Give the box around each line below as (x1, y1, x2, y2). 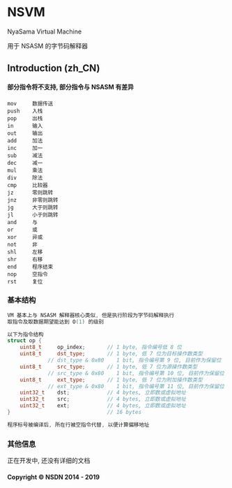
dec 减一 (7, 159, 43, 166)
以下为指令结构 (7, 331, 44, 338)
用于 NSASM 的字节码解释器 (7, 41, 88, 50)
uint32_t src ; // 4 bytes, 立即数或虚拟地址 (20, 396, 187, 403)
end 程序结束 (7, 263, 54, 270)
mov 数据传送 (7, 100, 54, 107)
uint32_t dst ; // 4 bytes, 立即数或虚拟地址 (20, 389, 187, 397)
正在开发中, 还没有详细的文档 (7, 457, 91, 465)
